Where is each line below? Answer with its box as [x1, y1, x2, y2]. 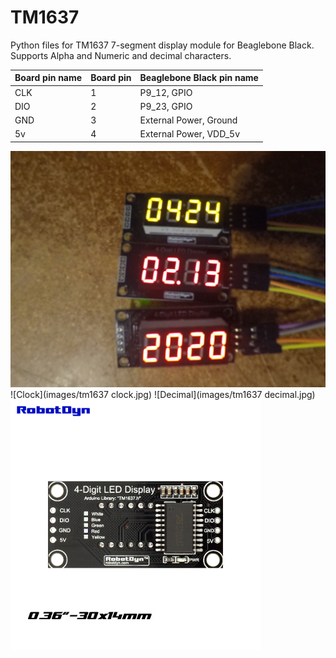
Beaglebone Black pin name [139, 72, 259, 84]
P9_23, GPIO [139, 100, 193, 112]
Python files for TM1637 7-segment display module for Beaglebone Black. [10, 39, 315, 51]
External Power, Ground [139, 114, 238, 126]
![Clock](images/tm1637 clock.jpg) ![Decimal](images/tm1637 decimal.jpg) [10, 388, 316, 400]
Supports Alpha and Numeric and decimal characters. [10, 49, 232, 61]
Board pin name [14, 72, 83, 84]
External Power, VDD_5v [139, 128, 241, 140]
